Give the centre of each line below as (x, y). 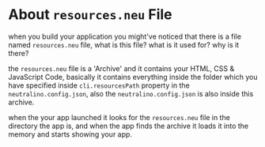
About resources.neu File (90, 15)
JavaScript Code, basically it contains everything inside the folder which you (133, 77)
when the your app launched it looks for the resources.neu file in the (119, 117)
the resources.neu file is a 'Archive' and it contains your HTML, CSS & (121, 68)
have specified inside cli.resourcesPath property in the (99, 85)
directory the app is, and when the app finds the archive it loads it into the (129, 126)
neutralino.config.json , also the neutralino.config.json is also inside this (131, 93)
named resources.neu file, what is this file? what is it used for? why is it (124, 44)
